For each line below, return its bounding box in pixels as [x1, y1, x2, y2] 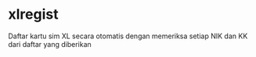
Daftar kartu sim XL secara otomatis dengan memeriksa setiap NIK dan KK [8, 31, 248, 41]
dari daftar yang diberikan [8, 39, 92, 48]
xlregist [8, 5, 59, 23]
